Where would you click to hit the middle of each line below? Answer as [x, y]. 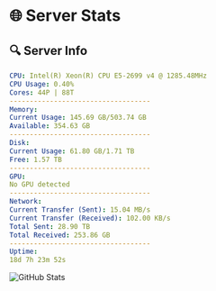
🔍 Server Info [49, 50]
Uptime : [24, 252]
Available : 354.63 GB [50, 126]
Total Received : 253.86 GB [60, 235]
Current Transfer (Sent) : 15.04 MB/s [80, 210]
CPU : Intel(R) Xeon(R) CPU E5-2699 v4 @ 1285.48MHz [108, 76]
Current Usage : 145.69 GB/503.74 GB [78, 118]
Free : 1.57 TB [36, 159]
